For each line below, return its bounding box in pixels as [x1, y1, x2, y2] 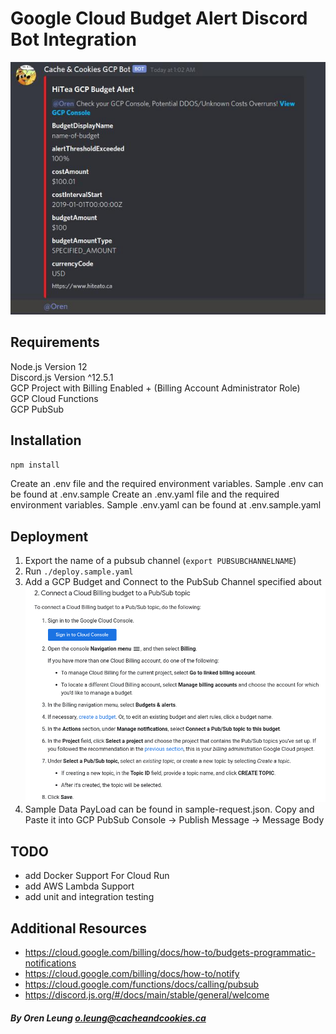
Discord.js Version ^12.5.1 [10, 371, 114, 383]
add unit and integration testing [24, 891, 155, 903]
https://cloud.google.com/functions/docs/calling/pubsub [24, 978, 260, 991]
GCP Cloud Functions [10, 392, 99, 404]
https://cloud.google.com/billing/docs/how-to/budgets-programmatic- [24, 947, 316, 959]
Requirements [10, 334, 100, 351]
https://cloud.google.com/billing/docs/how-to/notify [24, 968, 240, 980]
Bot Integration [10, 28, 137, 51]
